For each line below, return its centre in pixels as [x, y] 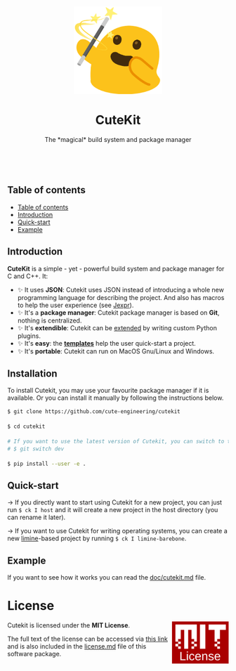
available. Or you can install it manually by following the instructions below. [116, 398]
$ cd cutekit [26, 426]
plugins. [29, 336]
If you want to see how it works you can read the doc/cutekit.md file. [107, 577]
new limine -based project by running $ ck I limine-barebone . [97, 538]
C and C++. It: [28, 276]
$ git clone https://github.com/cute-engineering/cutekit [94, 412]
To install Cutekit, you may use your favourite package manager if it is [108, 391]
